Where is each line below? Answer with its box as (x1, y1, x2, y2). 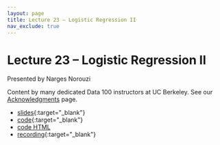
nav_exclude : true (7, 23, 60, 29)
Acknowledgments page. (7, 95, 77, 103)
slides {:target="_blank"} (16, 109, 86, 117)
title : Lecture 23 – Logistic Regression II (7, 16, 136, 23)
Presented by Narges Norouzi (7, 75, 91, 83)
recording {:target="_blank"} (16, 131, 97, 139)
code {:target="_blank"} (16, 116, 84, 124)
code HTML (16, 123, 51, 131)
